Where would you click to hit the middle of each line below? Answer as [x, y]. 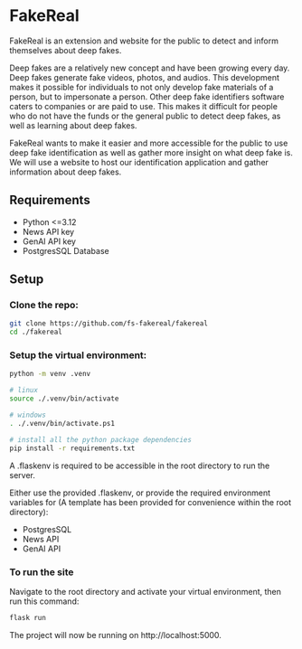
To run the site [42, 572]
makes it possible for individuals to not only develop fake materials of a [142, 87]
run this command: [44, 601]
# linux [24, 390]
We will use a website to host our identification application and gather [139, 162]
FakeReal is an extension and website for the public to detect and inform [144, 41]
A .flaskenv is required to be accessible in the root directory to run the [140, 466]
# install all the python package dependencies [101, 439]
